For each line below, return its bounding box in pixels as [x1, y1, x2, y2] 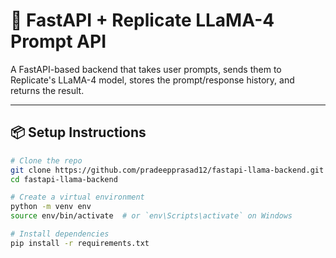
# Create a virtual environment [10, 192, 145, 203]
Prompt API [10, 30, 107, 53]
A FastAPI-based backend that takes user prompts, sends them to [10, 63, 282, 75]
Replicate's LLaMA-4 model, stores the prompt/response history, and [10, 74, 295, 86]
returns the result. [10, 84, 85, 96]
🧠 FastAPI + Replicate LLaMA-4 [10, 9, 275, 32]
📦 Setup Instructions [10, 124, 147, 141]
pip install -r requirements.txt [10, 238, 150, 248]
